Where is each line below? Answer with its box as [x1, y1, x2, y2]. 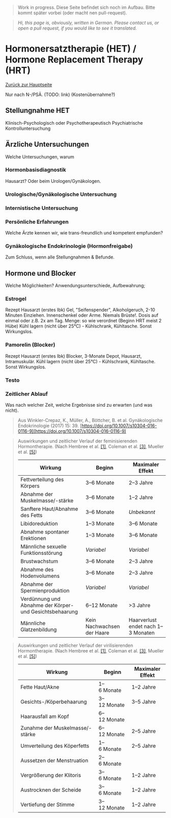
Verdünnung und [20, 595, 61, 602]
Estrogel [5, 295, 26, 302]
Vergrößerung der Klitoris [20, 772, 81, 779]
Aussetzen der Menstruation [20, 757, 89, 764]
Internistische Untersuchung [5, 204, 78, 212]
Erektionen [20, 534, 47, 542]
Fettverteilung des [20, 476, 64, 483]
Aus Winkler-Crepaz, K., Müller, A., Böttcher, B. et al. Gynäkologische [17, 417, 163, 423]
